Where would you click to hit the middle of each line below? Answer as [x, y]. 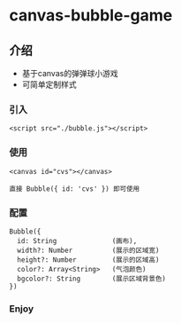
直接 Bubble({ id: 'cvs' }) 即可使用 [74, 189]
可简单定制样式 [49, 84]
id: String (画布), [77, 240]
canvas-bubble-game [91, 16]
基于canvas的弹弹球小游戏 [70, 73]
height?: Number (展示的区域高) [88, 260]
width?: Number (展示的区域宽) [88, 250]
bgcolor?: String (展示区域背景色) [91, 279]
